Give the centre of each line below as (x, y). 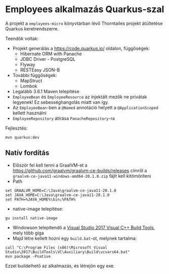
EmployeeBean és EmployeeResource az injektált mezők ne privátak (80, 97)
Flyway (28, 64)
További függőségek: (35, 75)
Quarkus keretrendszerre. (32, 28)
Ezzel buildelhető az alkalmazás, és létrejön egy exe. (60, 266)
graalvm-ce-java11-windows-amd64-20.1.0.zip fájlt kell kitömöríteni (82, 176)
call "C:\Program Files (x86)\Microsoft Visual (56, 247)
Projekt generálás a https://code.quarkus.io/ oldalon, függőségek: (81, 48)
